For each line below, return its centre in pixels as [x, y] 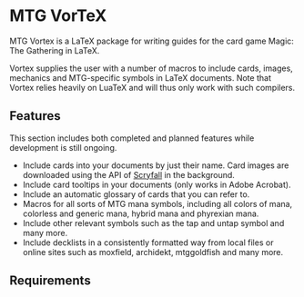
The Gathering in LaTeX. [55, 50]
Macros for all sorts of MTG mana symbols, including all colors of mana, [157, 203]
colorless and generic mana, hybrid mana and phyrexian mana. [141, 213]
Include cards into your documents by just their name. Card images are [156, 165]
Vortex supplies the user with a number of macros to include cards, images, [151, 68]
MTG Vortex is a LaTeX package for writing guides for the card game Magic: [152, 41]
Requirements [50, 281]
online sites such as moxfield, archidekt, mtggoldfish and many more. [153, 252]
